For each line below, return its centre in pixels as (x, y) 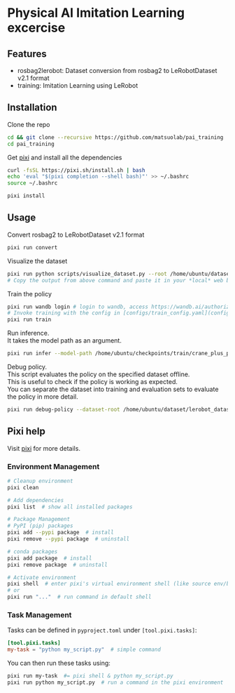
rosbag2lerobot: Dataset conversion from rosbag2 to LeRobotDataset (117, 71)
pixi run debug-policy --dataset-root (64, 409)
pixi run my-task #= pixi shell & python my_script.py (90, 676)
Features (27, 54)
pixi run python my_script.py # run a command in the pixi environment (115, 682)
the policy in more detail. (43, 397)
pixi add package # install (50, 558)
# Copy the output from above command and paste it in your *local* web (115, 280)
